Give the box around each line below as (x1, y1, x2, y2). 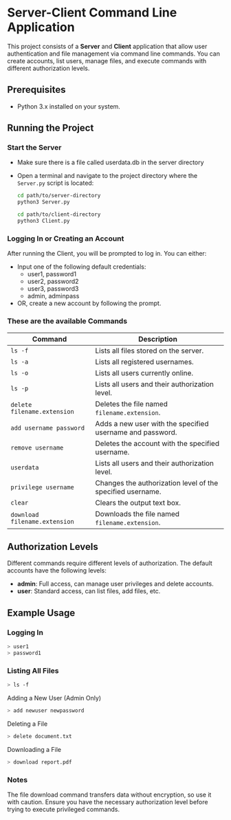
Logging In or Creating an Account (7, 234, 124, 243)
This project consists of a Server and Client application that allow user (7, 42, 208, 50)
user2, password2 (27, 277, 79, 286)
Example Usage (7, 607, 76, 619)
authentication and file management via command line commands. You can (7, 49, 220, 58)
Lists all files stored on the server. (95, 346, 204, 355)
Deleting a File (7, 720, 48, 728)
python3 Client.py (16, 218, 70, 225)
